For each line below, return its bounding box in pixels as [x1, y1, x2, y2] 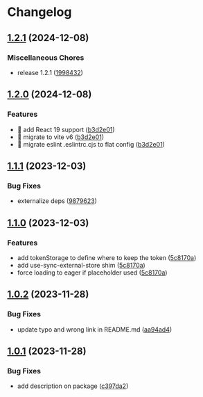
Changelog [7, 4, 72, 20]
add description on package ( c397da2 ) [17, 382, 129, 390]
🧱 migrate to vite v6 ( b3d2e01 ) [17, 133, 105, 141]
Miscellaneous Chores [7, 53, 85, 63]
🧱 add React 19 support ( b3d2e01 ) [17, 125, 116, 133]
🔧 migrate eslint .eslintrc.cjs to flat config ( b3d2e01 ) [17, 140, 165, 148]
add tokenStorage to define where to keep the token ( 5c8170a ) [17, 253, 197, 261]
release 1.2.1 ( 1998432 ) [17, 68, 83, 76]
